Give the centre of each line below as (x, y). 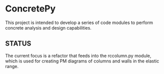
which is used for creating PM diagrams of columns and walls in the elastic (82, 61)
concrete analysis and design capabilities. (48, 27)
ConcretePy (30, 9)
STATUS (18, 44)
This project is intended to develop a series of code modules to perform (79, 22)
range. (12, 66)
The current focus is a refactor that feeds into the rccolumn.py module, (78, 55)
